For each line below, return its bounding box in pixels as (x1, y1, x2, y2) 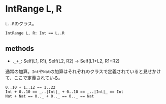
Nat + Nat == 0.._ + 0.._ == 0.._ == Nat (5, 93, 94, 99)
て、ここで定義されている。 (5, 75, 63, 81)
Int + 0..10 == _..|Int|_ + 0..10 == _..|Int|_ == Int (5, 89, 124, 94)
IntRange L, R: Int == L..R (5, 30, 65, 36)
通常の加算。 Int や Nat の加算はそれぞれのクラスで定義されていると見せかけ (5, 68, 161, 74)
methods (5, 44, 35, 53)
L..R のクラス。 (5, 20, 37, 26)
